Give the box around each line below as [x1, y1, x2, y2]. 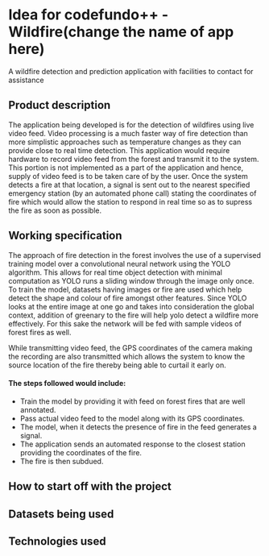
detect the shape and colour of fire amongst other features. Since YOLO [8, 293, 247, 303]
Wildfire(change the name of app [8, 23, 234, 41]
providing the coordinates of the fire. [19, 447, 143, 457]
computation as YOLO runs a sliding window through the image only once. [8, 276, 255, 285]
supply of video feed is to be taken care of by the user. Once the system [8, 171, 248, 180]
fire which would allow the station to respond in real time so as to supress [8, 197, 252, 206]
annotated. [19, 405, 56, 414]
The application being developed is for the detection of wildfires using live [8, 119, 255, 130]
